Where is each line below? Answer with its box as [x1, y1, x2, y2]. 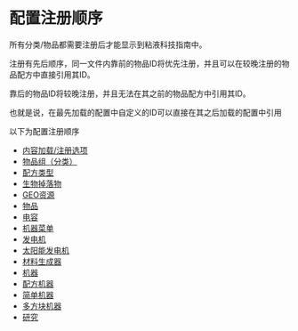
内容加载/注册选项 [21, 144, 88, 156]
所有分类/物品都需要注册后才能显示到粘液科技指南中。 [9, 39, 207, 50]
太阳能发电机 [21, 245, 69, 255]
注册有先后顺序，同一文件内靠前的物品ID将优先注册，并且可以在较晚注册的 [9, 58, 282, 69]
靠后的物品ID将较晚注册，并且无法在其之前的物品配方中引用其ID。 [9, 88, 251, 99]
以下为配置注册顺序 [9, 125, 80, 136]
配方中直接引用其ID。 [16, 69, 95, 80]
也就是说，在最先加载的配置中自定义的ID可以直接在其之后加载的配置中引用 [9, 107, 282, 117]
